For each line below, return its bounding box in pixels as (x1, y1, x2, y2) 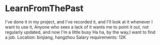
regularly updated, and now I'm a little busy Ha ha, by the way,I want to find (5, 29, 156, 35)
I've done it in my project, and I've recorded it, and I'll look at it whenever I (5, 19, 153, 25)
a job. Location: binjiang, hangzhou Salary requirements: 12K (5, 34, 126, 40)
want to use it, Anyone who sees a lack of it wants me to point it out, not (5, 24, 149, 30)
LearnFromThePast (5, 3, 84, 14)
